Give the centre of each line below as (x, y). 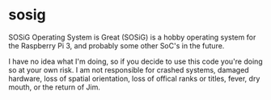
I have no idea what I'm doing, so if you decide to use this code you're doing (135, 61)
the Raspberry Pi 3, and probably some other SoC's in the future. (116, 45)
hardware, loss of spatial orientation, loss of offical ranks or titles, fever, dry (134, 78)
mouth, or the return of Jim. (55, 87)
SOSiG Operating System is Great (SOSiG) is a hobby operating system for (132, 37)
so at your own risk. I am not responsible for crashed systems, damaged (129, 69)
